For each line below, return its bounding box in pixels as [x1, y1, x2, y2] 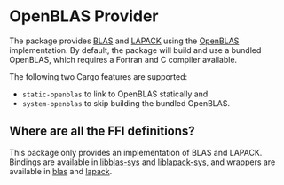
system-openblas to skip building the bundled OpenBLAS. [21, 97, 231, 108]
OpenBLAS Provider [9, 6, 159, 27]
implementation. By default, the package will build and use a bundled [9, 44, 262, 55]
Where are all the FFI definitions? [9, 124, 195, 139]
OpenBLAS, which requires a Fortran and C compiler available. [9, 54, 238, 65]
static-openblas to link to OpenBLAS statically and [21, 89, 209, 99]
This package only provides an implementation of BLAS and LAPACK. [9, 147, 263, 158]
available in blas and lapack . [9, 166, 113, 176]
